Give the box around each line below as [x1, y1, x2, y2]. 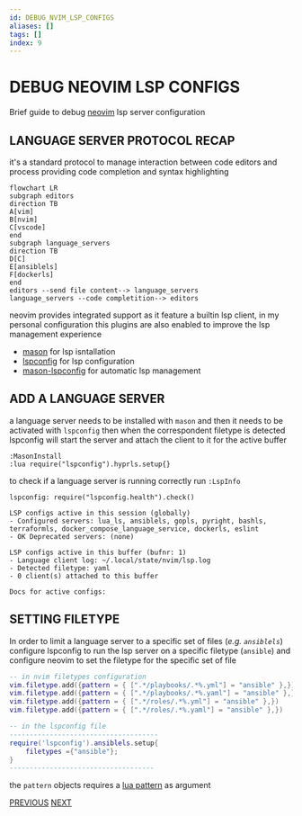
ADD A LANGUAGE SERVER [9, 391, 165, 407]
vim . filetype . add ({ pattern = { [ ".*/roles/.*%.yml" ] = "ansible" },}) [9, 697, 280, 706]
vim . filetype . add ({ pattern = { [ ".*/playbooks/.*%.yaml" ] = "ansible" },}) [9, 689, 299, 698]
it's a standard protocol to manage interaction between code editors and [9, 157, 278, 167]
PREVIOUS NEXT [9, 797, 72, 808]
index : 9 [9, 38, 42, 48]
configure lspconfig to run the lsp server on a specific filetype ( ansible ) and [9, 645, 291, 656]
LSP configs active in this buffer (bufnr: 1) [9, 548, 187, 557]
